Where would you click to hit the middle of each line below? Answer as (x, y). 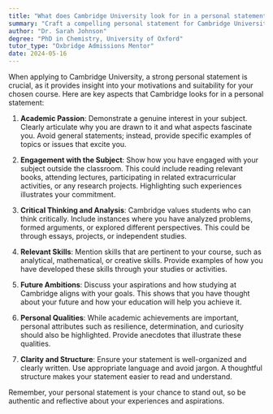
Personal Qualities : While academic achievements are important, (129, 318)
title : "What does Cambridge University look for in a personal (119, 16)
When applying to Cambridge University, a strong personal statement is (128, 77)
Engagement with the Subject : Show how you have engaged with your (139, 160)
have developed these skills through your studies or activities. (123, 269)
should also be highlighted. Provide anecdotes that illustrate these (131, 335)
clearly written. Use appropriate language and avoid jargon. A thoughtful (141, 368)
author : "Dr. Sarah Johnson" (58, 31)
